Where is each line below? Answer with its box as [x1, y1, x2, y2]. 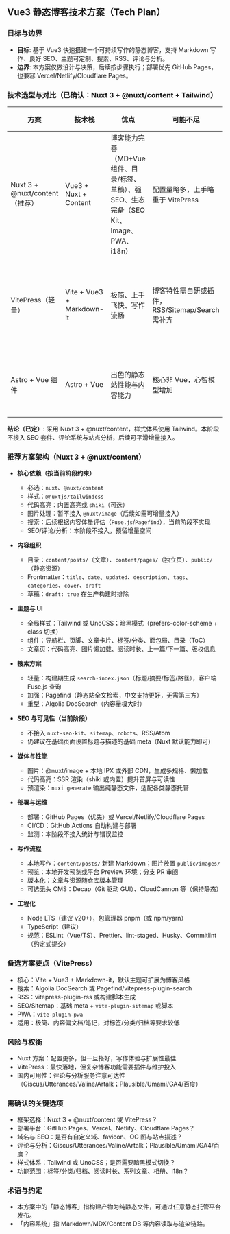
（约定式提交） [27, 940, 70, 948]
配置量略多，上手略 [152, 185, 214, 194]
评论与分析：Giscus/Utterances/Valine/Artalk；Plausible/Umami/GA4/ [16, 1141, 214, 1150]
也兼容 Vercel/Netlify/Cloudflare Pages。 [16, 71, 132, 80]
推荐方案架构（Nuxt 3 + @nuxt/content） [7, 452, 146, 462]
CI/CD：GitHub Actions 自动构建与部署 [27, 822, 137, 830]
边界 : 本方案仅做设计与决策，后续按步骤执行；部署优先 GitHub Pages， [16, 62, 218, 71]
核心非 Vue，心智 [152, 375, 209, 384]
